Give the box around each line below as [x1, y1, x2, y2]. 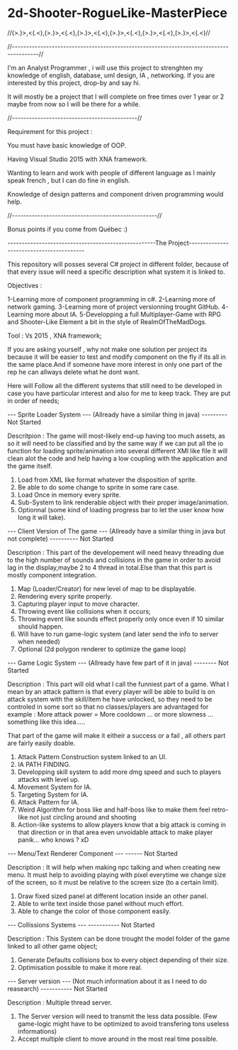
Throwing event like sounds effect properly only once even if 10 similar [17, 614, 225, 623]
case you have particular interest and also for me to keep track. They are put [7, 389, 231, 397]
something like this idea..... [7, 717, 86, 726]
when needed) [17, 637, 60, 646]
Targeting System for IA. [17, 790, 89, 799]
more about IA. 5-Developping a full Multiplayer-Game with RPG [35, 310, 222, 319]
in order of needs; [7, 396, 60, 405]
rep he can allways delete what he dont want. [7, 367, 140, 376]
